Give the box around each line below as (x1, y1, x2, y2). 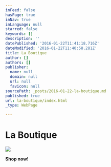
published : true (5, 93, 40, 98)
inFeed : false (5, 7, 36, 13)
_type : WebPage (5, 103, 38, 108)
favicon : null (10, 83, 40, 89)
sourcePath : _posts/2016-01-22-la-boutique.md (5, 88, 106, 94)
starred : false (5, 27, 38, 32)
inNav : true (5, 17, 31, 22)
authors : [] (5, 60, 31, 65)
